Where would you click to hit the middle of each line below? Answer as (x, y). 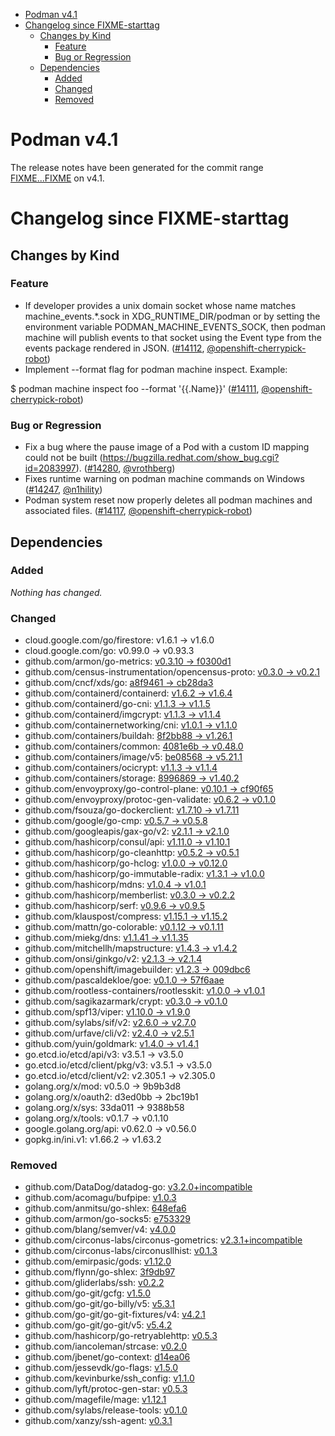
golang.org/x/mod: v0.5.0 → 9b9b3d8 (103, 1086)
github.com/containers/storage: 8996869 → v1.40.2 (132, 778)
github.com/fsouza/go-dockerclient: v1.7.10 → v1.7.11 (132, 810)
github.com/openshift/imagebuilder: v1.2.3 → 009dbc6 (137, 970)
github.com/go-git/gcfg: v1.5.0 (87, 1293)
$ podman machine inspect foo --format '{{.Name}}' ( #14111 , (135, 388)
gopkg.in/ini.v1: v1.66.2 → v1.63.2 (93, 1140)
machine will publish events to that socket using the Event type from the (173, 337)
